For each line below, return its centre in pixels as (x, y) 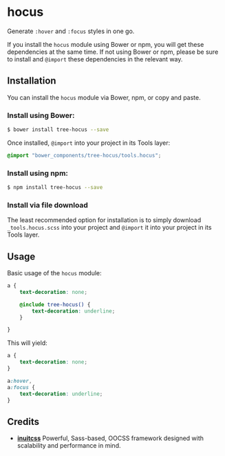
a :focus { (21, 387)
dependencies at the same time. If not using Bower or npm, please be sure (113, 52)
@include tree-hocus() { (55, 304)
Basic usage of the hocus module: (54, 273)
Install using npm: (38, 173)
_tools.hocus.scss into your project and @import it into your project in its (109, 228)
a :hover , (20, 381)
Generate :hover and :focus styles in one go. (71, 31)
